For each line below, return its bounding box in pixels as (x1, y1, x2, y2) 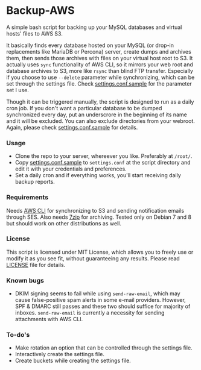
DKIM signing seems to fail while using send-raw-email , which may (14, 290, 180, 297)
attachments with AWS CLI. (14, 316, 83, 323)
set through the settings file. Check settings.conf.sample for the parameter (6, 80, 192, 87)
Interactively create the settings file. (14, 351, 104, 358)
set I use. (6, 86, 29, 93)
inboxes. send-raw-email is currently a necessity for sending (14, 309, 165, 316)
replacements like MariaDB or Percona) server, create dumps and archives (6, 48, 191, 55)
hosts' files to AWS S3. (6, 30, 63, 37)
